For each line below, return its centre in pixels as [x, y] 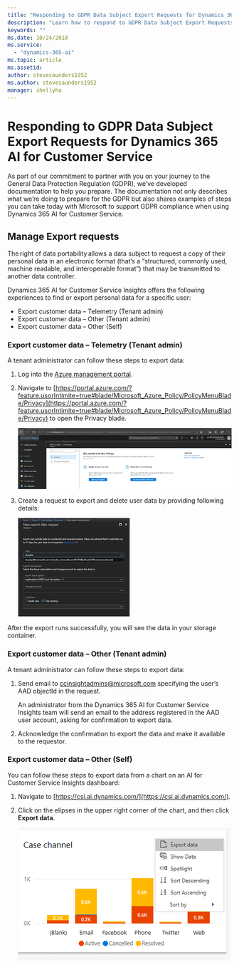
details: [28, 508]
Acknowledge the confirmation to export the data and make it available [121, 733]
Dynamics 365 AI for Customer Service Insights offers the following [106, 290]
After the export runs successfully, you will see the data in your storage [112, 628]
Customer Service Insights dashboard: [64, 783]
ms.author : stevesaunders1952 [52, 83]
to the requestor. [42, 741]
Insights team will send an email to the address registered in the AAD [118, 712]
